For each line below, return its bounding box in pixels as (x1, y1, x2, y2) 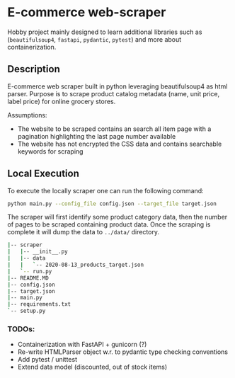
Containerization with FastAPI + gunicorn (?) (17, 340, 147, 349)
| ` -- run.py (7, 268, 52, 275)
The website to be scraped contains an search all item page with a (17, 125, 212, 133)
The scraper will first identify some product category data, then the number (7, 213, 228, 222)
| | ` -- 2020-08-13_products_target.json (7, 261, 144, 269)
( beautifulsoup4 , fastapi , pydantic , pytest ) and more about (7, 35, 182, 43)
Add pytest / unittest (17, 355, 78, 364)
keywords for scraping (17, 147, 84, 156)
